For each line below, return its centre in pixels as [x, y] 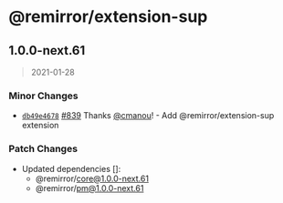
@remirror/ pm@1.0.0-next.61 [89, 188]
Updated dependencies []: [71, 168]
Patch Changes [43, 149]
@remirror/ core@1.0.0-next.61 [92, 178]
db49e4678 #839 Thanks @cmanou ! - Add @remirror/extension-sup [148, 116]
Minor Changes [43, 96]
